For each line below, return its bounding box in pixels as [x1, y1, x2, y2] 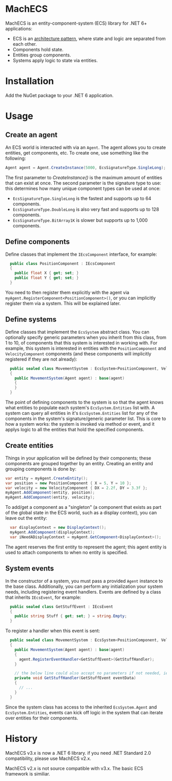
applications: [5, 25, 32, 31]
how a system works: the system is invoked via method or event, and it [5, 421, 155, 427]
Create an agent [5, 130, 58, 139]
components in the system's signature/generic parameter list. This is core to [5, 415, 166, 422]
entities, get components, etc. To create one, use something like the [5, 149, 148, 156]
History [5, 733, 38, 745]
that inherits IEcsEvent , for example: [5, 594, 81, 600]
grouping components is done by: [5, 466, 77, 472]
